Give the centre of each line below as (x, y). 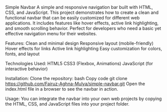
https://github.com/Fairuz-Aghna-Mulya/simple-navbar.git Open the (75, 84)
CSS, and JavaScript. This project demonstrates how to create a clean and (82, 12)
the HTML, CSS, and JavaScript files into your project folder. (67, 104)
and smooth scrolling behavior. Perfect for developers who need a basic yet (83, 28)
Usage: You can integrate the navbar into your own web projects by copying (83, 99)
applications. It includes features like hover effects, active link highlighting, (82, 23)
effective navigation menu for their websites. (51, 34)
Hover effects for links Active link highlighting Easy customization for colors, (84, 49)
